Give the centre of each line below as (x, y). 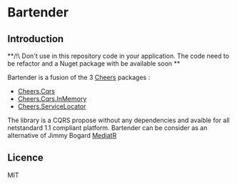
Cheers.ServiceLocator (52, 106)
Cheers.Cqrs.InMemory (52, 99)
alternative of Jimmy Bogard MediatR (62, 135)
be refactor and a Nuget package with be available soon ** (94, 64)
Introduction (36, 39)
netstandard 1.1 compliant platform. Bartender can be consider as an (107, 128)
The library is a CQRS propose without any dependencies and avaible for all (118, 120)
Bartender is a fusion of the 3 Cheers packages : (79, 77)
